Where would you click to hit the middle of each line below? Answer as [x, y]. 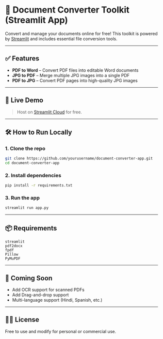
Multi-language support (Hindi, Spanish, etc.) [57, 300]
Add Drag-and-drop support [40, 294]
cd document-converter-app [32, 163]
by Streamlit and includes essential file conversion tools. [61, 39]
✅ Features [22, 58]
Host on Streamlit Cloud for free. [49, 112]
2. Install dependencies [33, 175]
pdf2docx [14, 246]
